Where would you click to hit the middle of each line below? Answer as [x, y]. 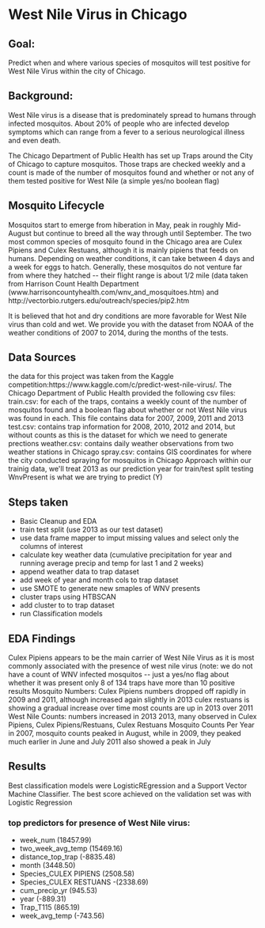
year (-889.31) [43, 899]
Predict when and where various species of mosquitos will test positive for [129, 62]
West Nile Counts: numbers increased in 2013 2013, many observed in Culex [132, 717]
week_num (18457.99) [56, 840]
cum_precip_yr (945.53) [58, 891]
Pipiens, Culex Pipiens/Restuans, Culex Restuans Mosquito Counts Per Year [131, 725]
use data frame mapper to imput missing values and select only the [129, 538]
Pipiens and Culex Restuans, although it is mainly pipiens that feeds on [123, 250]
